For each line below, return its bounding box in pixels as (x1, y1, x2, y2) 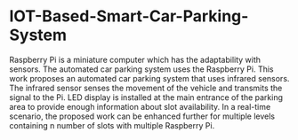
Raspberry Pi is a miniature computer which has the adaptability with (9, 54, 261, 65)
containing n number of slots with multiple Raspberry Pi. (9, 120, 215, 130)
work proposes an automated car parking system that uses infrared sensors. (9, 73, 290, 83)
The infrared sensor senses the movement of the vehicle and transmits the (9, 82, 283, 93)
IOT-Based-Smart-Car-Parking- (9, 6, 249, 27)
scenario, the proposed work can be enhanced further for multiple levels (9, 111, 276, 121)
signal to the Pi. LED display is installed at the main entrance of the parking (9, 91, 283, 103)
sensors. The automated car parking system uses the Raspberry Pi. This (9, 64, 274, 74)
